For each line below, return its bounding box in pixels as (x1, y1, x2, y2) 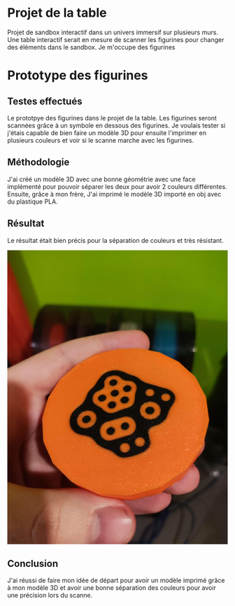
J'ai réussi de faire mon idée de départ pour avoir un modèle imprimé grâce (7, 576, 225, 585)
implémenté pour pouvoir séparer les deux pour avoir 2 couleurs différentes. (7, 182, 227, 190)
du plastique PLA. (7, 197, 58, 206)
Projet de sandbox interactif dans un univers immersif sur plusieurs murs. (7, 28, 219, 36)
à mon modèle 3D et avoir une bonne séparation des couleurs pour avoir (7, 584, 217, 592)
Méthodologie (7, 156, 70, 169)
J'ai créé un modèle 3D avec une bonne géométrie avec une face (7, 175, 196, 183)
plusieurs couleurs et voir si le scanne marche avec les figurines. (7, 136, 194, 144)
